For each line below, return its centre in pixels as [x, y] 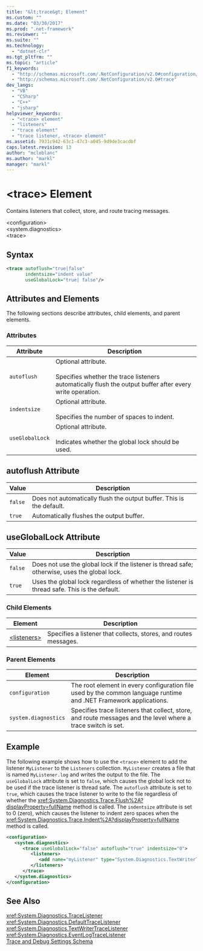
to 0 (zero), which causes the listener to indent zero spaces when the [93, 813]
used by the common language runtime [127, 693]
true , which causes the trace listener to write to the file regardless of [92, 794]
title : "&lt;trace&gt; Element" [47, 12]
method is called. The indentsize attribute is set [132, 807]
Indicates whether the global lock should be [117, 442]
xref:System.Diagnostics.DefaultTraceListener [63, 922]
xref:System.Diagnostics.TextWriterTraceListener [67, 929]
